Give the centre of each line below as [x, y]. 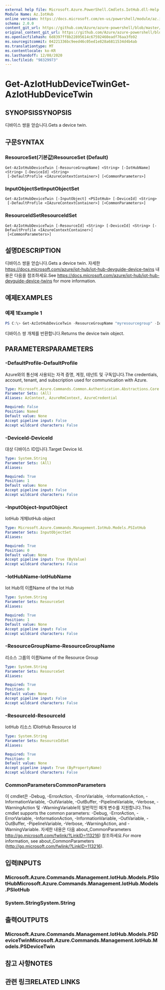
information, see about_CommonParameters [50, 841]
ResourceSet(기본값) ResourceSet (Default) [57, 157]
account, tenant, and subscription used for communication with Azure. [76, 380]
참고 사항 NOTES [29, 964]
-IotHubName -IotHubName [38, 577]
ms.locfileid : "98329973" [31, 60]
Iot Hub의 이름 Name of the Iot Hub [40, 588]
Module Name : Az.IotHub [29, 14]
